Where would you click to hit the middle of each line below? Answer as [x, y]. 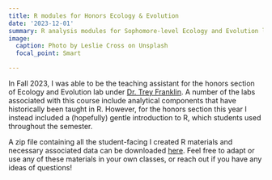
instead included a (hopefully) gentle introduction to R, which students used [135, 117]
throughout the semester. [51, 126]
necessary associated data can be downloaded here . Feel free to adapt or [132, 151]
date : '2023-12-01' [41, 23]
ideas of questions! [40, 167]
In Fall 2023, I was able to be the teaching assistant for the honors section [132, 83]
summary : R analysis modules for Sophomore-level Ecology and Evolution [134, 31]
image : [19, 38]
